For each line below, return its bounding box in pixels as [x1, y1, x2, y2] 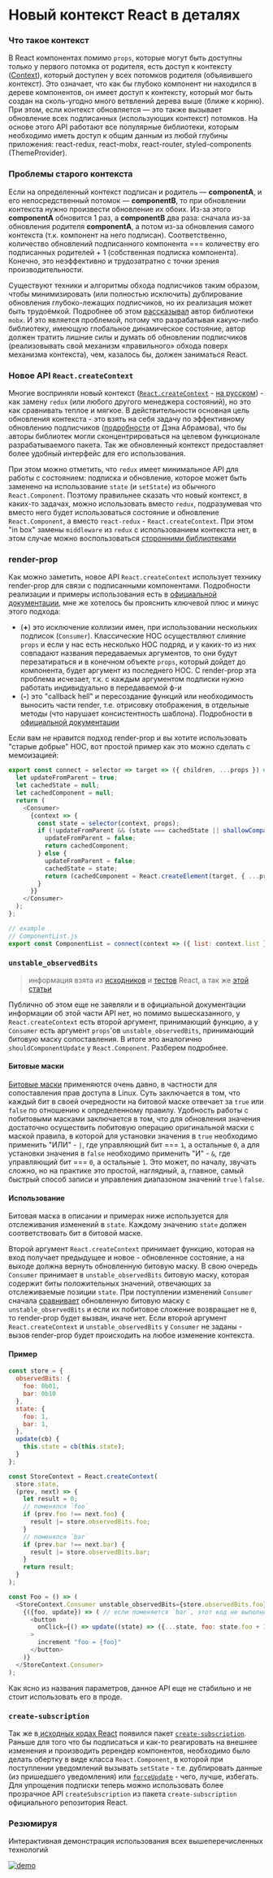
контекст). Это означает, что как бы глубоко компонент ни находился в [8, 79, 258, 89]
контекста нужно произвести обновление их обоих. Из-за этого [8, 204, 232, 214]
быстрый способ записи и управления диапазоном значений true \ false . [8, 1174, 265, 1184]
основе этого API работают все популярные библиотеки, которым [8, 122, 239, 132]
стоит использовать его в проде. [8, 1692, 123, 1702]
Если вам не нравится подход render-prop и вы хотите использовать [8, 733, 248, 743]
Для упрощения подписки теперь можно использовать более [8, 1780, 224, 1789]
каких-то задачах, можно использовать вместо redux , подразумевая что [8, 499, 262, 509]
